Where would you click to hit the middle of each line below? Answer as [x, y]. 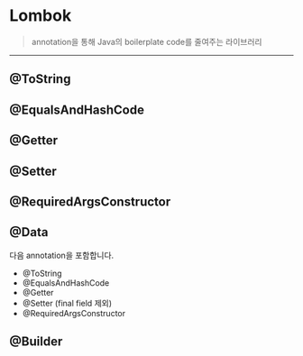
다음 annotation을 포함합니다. [62, 255]
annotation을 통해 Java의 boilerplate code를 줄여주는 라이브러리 [147, 41]
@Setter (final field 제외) [67, 303]
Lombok [41, 16]
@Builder [36, 342]
